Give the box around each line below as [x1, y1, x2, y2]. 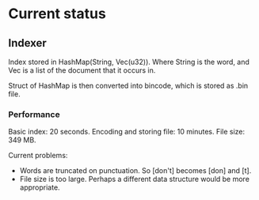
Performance [8, 108, 61, 119]
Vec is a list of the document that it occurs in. [8, 66, 156, 75]
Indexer [8, 36, 48, 50]
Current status [8, 5, 107, 23]
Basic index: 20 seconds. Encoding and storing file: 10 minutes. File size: [8, 127, 246, 137]
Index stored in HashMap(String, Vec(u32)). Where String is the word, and [8, 57, 249, 66]
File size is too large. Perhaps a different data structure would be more [19, 175, 249, 184]
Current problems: [8, 151, 68, 160]
